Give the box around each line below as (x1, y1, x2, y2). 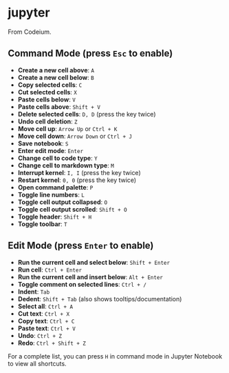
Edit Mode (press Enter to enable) (8, 240, 154, 252)
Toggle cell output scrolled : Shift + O (17, 205, 127, 213)
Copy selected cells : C (17, 81, 83, 89)
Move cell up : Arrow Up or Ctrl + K (17, 124, 118, 132)
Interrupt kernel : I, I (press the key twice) (17, 168, 141, 177)
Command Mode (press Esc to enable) (8, 48, 173, 59)
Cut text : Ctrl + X (17, 309, 70, 318)
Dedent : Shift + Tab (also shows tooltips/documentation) (17, 294, 182, 303)
